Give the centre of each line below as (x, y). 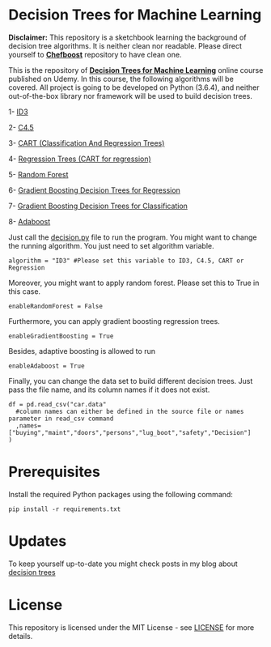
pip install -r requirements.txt (65, 509)
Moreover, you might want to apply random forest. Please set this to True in (134, 283)
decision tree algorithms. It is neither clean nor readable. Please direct (125, 45)
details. (21, 636)
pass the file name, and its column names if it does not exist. (109, 389)
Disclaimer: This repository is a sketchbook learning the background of (127, 37)
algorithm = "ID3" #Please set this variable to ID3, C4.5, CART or (126, 261)
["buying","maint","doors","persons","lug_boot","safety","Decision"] (130, 432)
